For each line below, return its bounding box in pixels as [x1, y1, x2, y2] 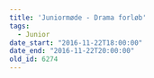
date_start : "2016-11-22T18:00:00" [9, 38, 143, 48]
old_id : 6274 [9, 55, 59, 64]
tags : [9, 22, 30, 30]
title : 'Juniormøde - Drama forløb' [9, 13, 147, 22]
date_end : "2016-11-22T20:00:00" [9, 47, 135, 56]
